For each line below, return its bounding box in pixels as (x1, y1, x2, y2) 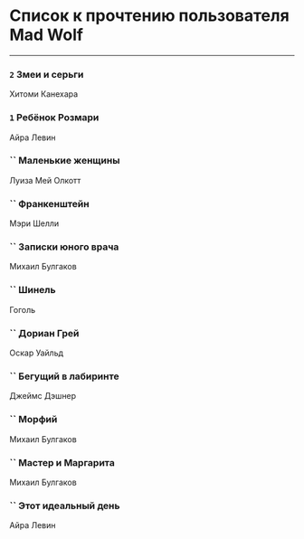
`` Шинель (9, 284, 56, 297)
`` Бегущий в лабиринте (9, 370, 119, 383)
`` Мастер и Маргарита (9, 456, 115, 468)
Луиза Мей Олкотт (9, 175, 81, 185)
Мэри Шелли (9, 218, 60, 229)
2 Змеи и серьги (9, 68, 84, 80)
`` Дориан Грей (9, 326, 80, 339)
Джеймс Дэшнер (9, 391, 77, 402)
